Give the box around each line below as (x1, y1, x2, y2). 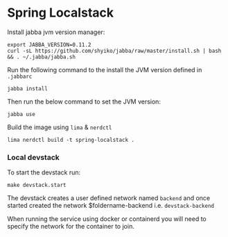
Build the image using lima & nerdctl (7, 123, 112, 131)
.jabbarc (7, 73, 33, 80)
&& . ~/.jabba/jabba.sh (7, 54, 76, 60)
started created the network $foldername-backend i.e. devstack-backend (7, 202, 215, 210)
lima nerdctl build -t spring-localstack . (7, 136, 135, 143)
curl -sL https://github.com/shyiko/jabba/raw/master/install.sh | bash (7, 47, 222, 54)
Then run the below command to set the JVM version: (7, 97, 161, 106)
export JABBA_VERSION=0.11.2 (7, 41, 91, 48)
